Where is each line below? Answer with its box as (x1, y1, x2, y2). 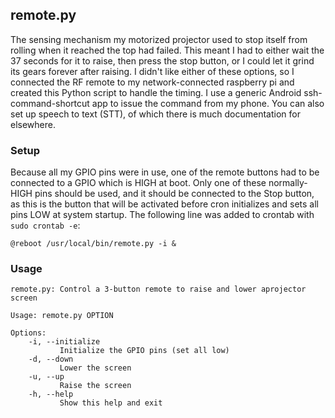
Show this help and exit (59, 398, 163, 408)
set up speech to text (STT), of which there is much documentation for (10, 108, 301, 120)
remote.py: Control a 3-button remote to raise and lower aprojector (10, 284, 307, 295)
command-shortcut (10, 97, 90, 109)
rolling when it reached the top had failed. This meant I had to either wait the (10, 44, 325, 56)
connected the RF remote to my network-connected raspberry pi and (10, 76, 295, 88)
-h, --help (28, 389, 74, 400)
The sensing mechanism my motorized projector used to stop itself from (10, 33, 308, 45)
